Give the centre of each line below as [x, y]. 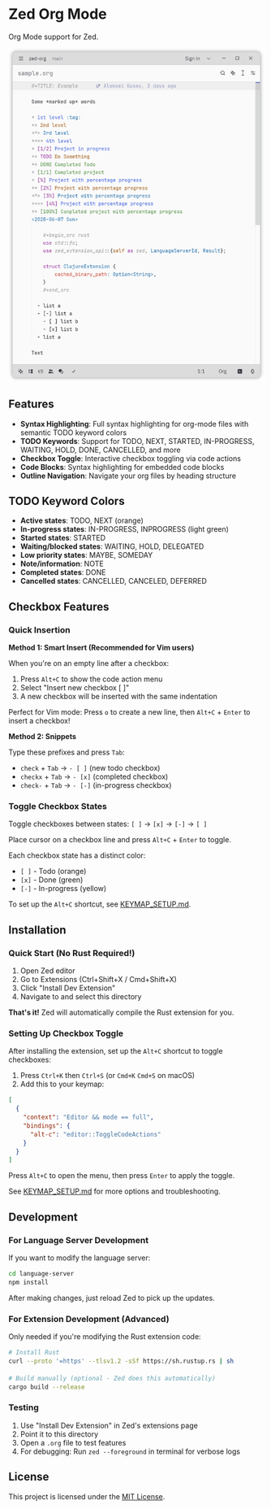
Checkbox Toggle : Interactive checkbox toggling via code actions [131, 458]
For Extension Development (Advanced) [89, 1319]
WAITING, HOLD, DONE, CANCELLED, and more [100, 450]
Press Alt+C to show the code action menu [91, 679]
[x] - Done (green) [52, 880]
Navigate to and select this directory [81, 996]
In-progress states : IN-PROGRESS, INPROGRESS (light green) [125, 529]
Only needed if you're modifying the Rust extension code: [105, 1337]
